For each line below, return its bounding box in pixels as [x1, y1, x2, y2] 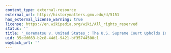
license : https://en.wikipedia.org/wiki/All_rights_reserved [5, 21, 138, 27]
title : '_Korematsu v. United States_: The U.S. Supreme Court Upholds [5, 31, 160, 36]
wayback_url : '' [5, 40, 40, 45]
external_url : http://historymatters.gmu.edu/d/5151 [5, 12, 120, 17]
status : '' [5, 26, 28, 31]
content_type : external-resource [5, 7, 76, 13]
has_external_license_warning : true [5, 17, 83, 22]
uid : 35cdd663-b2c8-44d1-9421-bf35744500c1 [5, 36, 99, 41]
